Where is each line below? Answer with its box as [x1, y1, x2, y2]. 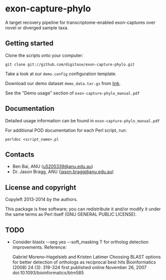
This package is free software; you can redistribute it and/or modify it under [5, 206, 161, 212]
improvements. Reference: [12, 244, 67, 250]
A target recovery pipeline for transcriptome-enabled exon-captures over [5, 19, 156, 25]
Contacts [5, 150, 35, 159]
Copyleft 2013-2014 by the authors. [5, 196, 78, 202]
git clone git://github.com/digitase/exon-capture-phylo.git [5, 62, 135, 67]
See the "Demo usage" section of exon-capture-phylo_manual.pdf [5, 90, 140, 96]
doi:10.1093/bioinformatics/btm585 [12, 270, 84, 276]
